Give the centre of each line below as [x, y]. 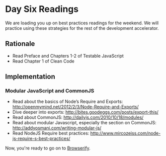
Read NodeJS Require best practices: [51, 133]
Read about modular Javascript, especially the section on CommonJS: [84, 123]
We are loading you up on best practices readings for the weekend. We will [82, 23]
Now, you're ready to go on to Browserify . [48, 148]
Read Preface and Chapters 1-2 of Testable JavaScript [68, 56]
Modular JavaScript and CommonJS [50, 91]
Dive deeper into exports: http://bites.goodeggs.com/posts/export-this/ [85, 112]
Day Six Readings [42, 9]
